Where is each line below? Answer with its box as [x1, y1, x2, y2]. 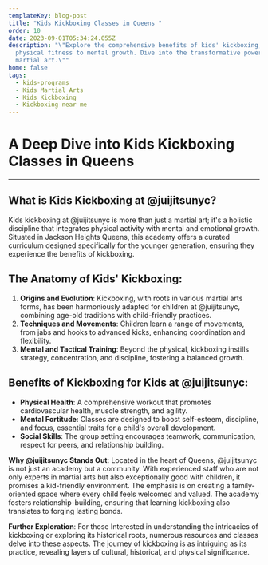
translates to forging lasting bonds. [8, 506, 123, 515]
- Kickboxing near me [15, 101, 88, 109]
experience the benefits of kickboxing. [8, 249, 135, 258]
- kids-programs [15, 78, 69, 86]
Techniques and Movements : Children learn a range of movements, [19, 319, 245, 328]
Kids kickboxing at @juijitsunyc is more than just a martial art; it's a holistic [8, 215, 253, 225]
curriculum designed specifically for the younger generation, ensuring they [8, 241, 255, 250]
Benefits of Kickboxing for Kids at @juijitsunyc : [8, 376, 249, 390]
